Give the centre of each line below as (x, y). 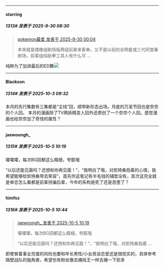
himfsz (13, 198)
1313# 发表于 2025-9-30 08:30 (37, 26)
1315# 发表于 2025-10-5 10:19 (36, 147)
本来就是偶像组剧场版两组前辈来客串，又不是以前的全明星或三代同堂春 (88, 50)
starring (14, 14)
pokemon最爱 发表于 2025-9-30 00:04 (56, 39)
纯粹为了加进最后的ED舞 (30, 66)
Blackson (15, 82)
